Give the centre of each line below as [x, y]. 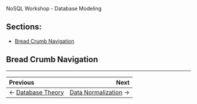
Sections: [24, 27]
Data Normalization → [100, 92]
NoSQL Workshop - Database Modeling [54, 9]
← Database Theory [37, 92]
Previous [22, 82]
